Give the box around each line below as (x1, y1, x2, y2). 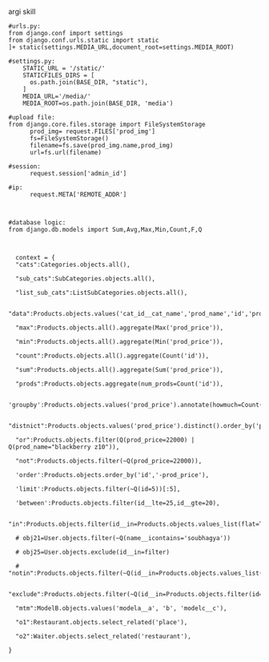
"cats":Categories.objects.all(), (15, 260, 130, 268)
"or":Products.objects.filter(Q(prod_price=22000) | (15, 436, 195, 444)
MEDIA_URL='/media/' (22, 92, 91, 100)
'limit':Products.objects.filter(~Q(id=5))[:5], (15, 485, 181, 493)
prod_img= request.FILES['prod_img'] (29, 127, 156, 135)
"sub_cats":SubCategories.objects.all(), (15, 275, 156, 283)
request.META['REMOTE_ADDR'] (29, 191, 127, 199)
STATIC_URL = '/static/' (22, 64, 106, 72)
